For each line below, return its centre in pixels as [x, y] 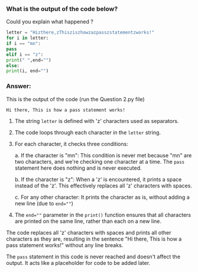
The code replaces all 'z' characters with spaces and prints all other [89, 232]
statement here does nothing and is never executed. [78, 168]
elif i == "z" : [25, 54]
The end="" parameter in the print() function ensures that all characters [103, 215]
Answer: [19, 86]
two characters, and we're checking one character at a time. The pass [100, 161]
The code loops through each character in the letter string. [88, 132]
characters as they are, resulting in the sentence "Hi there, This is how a [94, 239]
